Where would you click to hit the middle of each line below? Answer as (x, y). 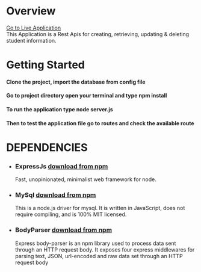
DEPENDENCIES (47, 147)
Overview (31, 11)
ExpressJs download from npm (61, 166)
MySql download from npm (55, 195)
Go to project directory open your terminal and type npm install (87, 96)
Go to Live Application (34, 28)
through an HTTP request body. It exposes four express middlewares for (105, 249)
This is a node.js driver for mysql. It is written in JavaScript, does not (100, 208)
